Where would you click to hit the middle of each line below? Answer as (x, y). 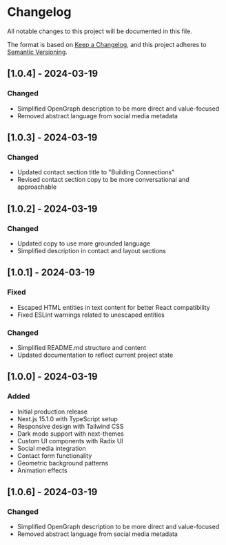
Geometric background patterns (63, 463)
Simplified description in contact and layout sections (92, 251)
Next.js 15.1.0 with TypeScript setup (68, 418)
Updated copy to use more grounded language (83, 243)
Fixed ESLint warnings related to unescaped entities (91, 315)
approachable (37, 187)
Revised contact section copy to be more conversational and (103, 180)
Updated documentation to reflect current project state (95, 355)
